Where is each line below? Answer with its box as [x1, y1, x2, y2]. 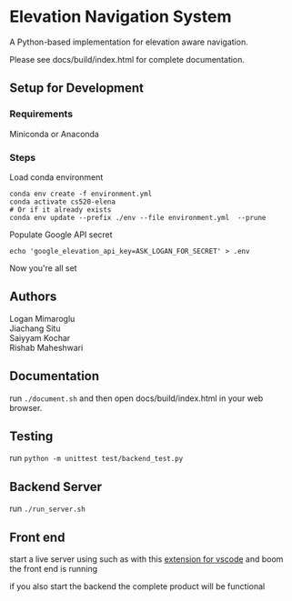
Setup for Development [9, 80, 144, 96]
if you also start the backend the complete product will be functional [9, 580, 266, 592]
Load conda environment [9, 171, 104, 183]
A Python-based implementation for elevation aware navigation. [9, 36, 248, 47]
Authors [9, 289, 57, 305]
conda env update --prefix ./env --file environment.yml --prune [9, 213, 267, 222]
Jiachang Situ [9, 323, 61, 334]
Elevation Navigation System [9, 6, 232, 27]
